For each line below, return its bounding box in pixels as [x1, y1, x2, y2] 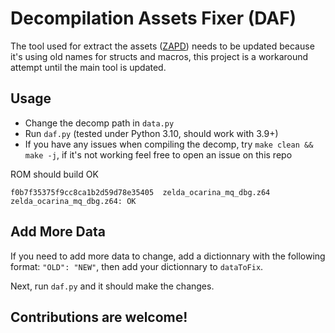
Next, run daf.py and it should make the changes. [10, 280, 215, 292]
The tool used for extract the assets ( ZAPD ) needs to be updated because [10, 40, 315, 52]
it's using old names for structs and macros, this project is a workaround [10, 50, 309, 62]
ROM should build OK [10, 168, 99, 180]
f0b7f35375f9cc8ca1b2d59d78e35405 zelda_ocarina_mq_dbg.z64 [10, 187, 271, 197]
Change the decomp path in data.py [24, 117, 175, 129]
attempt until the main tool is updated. [10, 61, 167, 73]
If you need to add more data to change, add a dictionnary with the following [10, 250, 326, 262]
